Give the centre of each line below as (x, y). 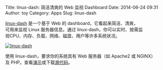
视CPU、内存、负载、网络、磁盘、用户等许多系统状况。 (63, 36)
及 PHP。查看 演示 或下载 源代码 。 (39, 62)
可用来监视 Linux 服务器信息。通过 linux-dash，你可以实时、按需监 (74, 29)
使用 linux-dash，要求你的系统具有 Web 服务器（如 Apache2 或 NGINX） (80, 56)
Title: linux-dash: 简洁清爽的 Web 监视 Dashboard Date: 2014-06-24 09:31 (82, 7)
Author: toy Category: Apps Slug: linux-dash (51, 13)
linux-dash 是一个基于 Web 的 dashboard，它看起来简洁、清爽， (72, 23)
